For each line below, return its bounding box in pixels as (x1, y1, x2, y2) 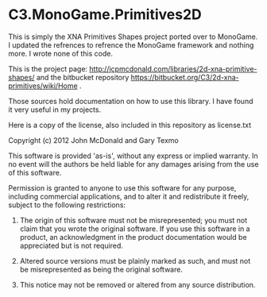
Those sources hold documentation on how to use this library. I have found (8, 96, 253, 106)
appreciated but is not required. (19, 241, 123, 250)
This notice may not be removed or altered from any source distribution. (19, 280, 256, 289)
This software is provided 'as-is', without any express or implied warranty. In (8, 151, 258, 160)
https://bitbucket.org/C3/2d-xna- (130, 72, 240, 82)
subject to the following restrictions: (8, 200, 126, 210)
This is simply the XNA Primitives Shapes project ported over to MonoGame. (8, 32, 258, 41)
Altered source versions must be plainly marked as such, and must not (19, 256, 251, 265)
